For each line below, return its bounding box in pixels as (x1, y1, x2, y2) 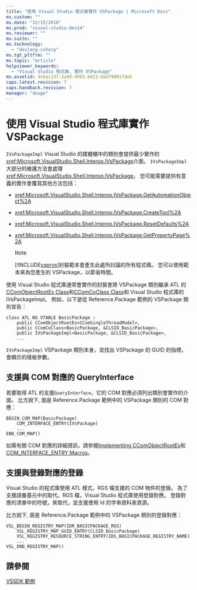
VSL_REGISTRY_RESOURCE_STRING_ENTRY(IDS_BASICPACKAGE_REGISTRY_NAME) (16, 534, 191, 540)
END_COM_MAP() (6, 431, 41, 436)
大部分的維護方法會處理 (6, 165, 63, 172)
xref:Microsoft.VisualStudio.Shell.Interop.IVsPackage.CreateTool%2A (14, 209, 182, 216)
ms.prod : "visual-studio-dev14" (6, 25, 85, 31)
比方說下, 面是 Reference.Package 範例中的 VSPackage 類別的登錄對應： (6, 511, 183, 519)
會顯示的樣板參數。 (6, 353, 53, 360)
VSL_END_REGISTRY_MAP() (6, 544, 64, 550)
